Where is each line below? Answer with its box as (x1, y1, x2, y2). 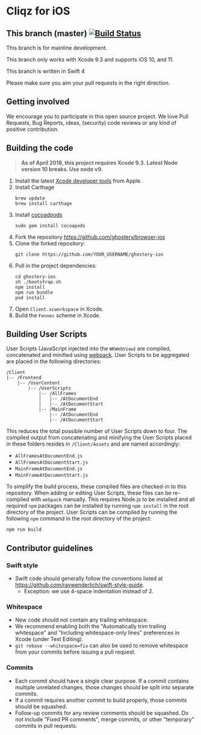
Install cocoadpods (14, 211, 63, 218)
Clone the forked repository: (14, 239, 85, 247)
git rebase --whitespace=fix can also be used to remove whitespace (14, 642, 188, 649)
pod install (14, 294, 45, 301)
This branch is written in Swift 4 (6, 68, 85, 75)
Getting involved (6, 96, 70, 107)
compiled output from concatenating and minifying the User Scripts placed (6, 434, 192, 441)
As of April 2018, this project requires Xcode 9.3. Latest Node (20, 159, 178, 166)
